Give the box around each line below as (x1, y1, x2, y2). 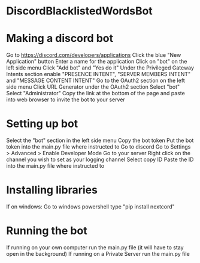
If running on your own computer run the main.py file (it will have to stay (6, 244, 184, 251)
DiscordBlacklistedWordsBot (6, 4, 153, 18)
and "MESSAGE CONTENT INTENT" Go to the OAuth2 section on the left (6, 77, 185, 84)
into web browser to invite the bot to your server (6, 96, 126, 103)
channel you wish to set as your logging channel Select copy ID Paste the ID (6, 156, 194, 163)
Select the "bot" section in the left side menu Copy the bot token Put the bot (6, 137, 194, 144)
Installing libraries (6, 183, 98, 197)
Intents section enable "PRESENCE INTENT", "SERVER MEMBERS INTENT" (6, 71, 191, 78)
